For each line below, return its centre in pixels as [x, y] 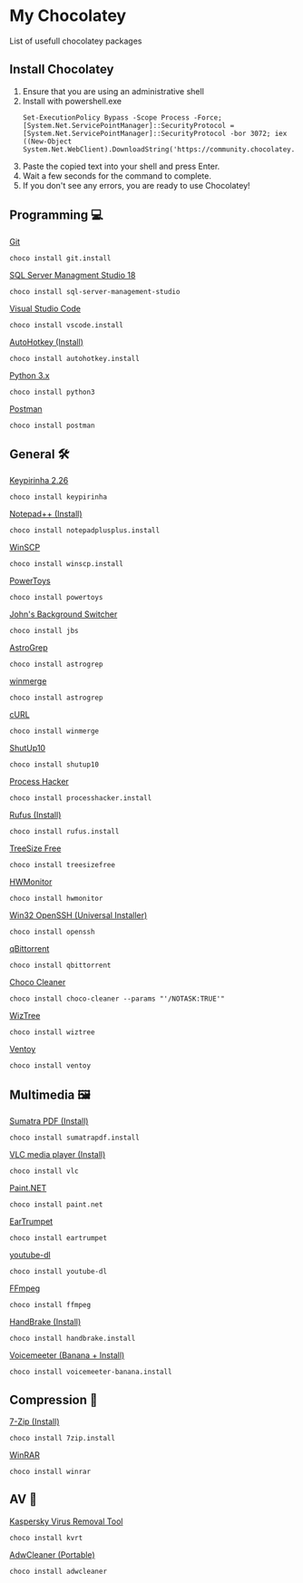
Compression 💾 [54, 1399]
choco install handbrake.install [73, 1339]
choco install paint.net [56, 1205]
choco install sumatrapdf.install [75, 1138]
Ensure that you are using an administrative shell [113, 91]
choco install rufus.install [64, 832]
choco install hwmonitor [56, 899]
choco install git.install [60, 258]
